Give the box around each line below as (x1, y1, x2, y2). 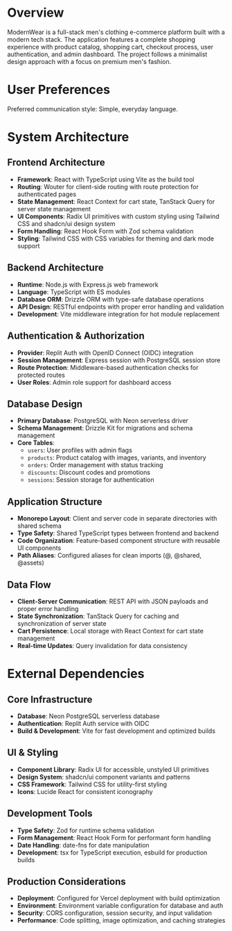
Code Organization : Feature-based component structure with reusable (17, 537, 220, 545)
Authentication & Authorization (7, 330, 145, 342)
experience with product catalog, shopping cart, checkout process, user (7, 42, 213, 51)
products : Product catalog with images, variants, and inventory (27, 453, 206, 462)
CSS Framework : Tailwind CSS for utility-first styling (17, 780, 168, 788)
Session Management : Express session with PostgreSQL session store (17, 356, 221, 364)
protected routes (17, 371, 66, 379)
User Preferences (7, 82, 111, 98)
